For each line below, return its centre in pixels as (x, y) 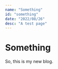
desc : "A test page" (26, 23)
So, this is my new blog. (29, 62)
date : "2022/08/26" (25, 19)
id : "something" (22, 14)
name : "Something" (24, 10)
